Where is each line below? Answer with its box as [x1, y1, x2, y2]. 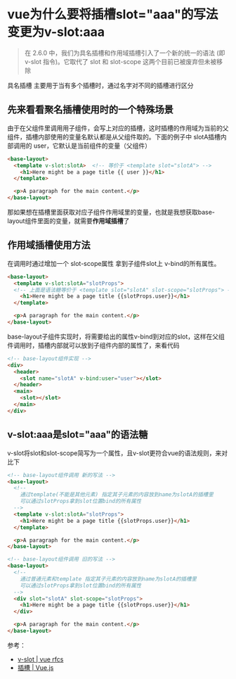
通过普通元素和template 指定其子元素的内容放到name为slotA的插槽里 [20, 575, 197, 583]
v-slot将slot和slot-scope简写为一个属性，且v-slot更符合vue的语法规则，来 [7, 448, 222, 457]
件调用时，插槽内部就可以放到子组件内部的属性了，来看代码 [7, 341, 180, 349]
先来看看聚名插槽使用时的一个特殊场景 [7, 103, 173, 116]
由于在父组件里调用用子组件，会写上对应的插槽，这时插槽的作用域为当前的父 [7, 124, 229, 132]
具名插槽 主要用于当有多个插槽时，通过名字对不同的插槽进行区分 [7, 81, 194, 89]
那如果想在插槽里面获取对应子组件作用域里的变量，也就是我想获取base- [7, 208, 216, 216]
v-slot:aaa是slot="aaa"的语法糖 [7, 429, 148, 440]
